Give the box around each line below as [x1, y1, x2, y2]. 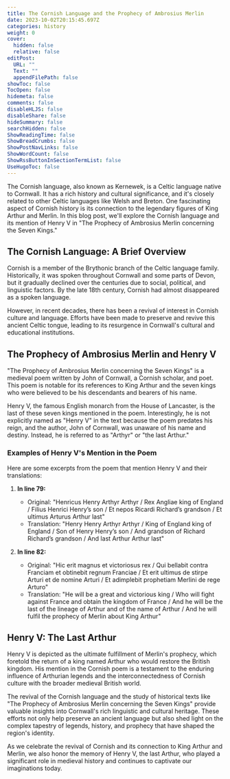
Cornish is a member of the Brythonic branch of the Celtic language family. [7, 264, 220, 272]
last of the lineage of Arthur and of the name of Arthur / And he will [27, 605, 218, 613]
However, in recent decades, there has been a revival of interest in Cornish [7, 306, 218, 315]
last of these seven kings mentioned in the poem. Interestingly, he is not [7, 409, 211, 418]
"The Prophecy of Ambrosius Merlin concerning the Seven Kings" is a [7, 367, 205, 375]
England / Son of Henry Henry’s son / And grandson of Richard [27, 527, 205, 535]
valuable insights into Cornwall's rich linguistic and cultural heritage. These [7, 707, 220, 715]
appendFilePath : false [13, 74, 78, 81]
